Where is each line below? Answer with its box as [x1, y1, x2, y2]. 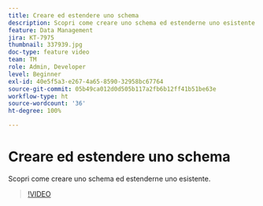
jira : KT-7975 [8, 33, 55, 42]
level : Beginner [8, 70, 61, 78]
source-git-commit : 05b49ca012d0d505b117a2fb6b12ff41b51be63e [8, 84, 217, 93]
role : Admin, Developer [8, 63, 87, 71]
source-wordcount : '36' [8, 99, 87, 107]
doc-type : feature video [8, 48, 90, 56]
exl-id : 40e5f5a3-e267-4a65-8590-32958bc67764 [8, 77, 164, 85]
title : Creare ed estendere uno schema [8, 11, 139, 20]
